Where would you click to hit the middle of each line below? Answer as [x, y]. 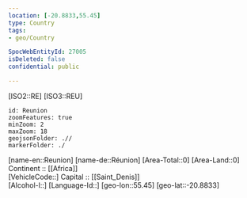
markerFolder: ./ [37, 145]
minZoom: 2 [26, 124]
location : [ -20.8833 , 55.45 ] [55, 15]
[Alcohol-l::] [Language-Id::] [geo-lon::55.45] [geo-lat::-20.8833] [114, 185]
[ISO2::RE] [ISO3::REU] [46, 96]
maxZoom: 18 [28, 131]
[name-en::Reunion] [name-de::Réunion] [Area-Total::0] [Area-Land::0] [124, 160]
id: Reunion [28, 110]
